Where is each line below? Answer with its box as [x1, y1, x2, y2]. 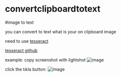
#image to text [5, 19, 34, 25]
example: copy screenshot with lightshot [5, 57, 86, 62]
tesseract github [5, 47, 38, 53]
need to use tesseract [5, 38, 48, 44]
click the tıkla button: [5, 66, 47, 72]
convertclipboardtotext [5, 3, 101, 15]
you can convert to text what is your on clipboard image [5, 29, 117, 34]
